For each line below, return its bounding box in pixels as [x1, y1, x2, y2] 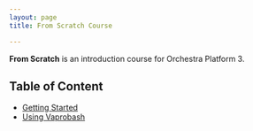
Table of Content [9, 79, 103, 94]
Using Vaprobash [21, 112, 86, 122]
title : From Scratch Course [9, 21, 113, 30]
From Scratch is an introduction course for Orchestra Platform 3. [9, 53, 245, 64]
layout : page [9, 12, 57, 22]
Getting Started [21, 103, 78, 113]
